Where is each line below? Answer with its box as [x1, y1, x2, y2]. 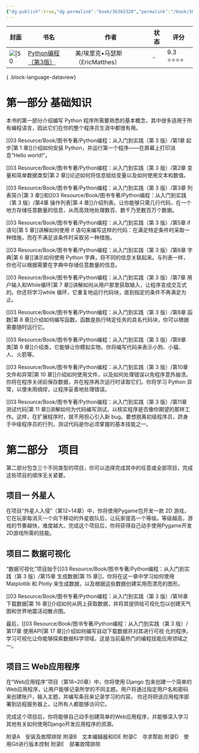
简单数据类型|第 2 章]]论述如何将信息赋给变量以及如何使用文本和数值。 [16, 171, 190, 178]
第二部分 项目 [6, 443, 79, 457]
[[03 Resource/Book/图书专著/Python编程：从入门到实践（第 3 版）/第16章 [6, 593, 188, 600]
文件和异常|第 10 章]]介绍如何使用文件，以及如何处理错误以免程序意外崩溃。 [6, 371, 191, 378]
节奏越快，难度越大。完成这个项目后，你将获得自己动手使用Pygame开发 [16, 522, 192, 529]
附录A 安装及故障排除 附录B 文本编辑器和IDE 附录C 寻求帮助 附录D [6, 733, 179, 740]
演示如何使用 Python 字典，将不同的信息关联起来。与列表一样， [33, 254, 188, 261]
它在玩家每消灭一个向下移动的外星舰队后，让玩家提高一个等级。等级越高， [6, 515, 188, 522]
